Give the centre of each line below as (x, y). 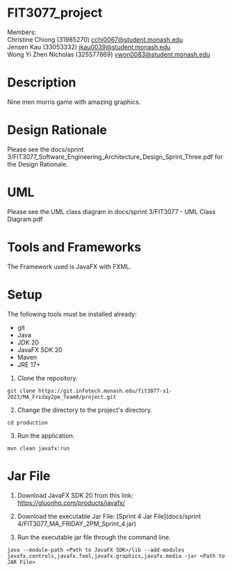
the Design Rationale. (38, 164)
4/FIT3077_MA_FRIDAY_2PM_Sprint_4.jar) (77, 524)
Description (42, 83)
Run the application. (46, 435)
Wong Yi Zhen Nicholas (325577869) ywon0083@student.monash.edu (109, 54)
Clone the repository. (47, 378)
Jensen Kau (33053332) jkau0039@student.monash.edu (89, 47)
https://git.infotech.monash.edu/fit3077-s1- (105, 391)
